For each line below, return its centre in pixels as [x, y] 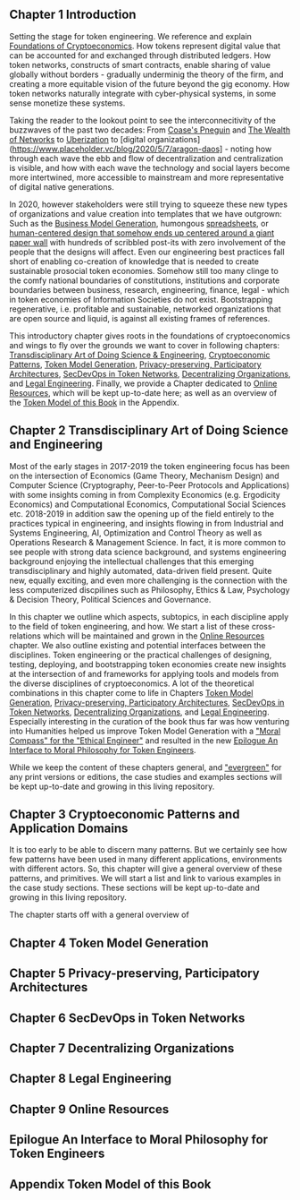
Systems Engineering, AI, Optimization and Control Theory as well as [136, 533]
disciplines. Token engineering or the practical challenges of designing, [141, 655]
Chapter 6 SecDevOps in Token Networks [127, 1018]
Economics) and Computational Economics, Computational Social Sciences [148, 504]
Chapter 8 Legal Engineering [91, 1079]
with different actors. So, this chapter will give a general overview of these [146, 869]
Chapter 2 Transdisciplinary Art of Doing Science [149, 430]
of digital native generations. [62, 186]
